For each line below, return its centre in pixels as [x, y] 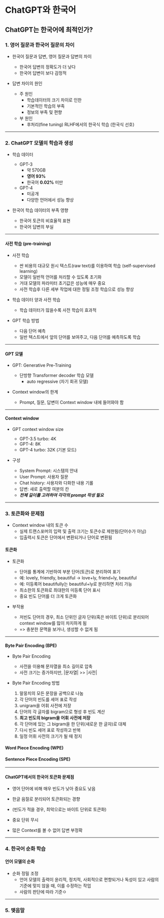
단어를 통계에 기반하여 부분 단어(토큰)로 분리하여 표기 [70, 572]
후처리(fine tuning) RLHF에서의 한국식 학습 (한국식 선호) [81, 124]
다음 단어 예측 [32, 331]
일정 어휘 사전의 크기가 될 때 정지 [51, 736]
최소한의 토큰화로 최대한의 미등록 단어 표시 [60, 590]
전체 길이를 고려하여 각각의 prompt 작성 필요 [61, 495]
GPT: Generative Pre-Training [42, 365]
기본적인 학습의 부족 [46, 106]
